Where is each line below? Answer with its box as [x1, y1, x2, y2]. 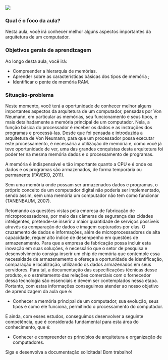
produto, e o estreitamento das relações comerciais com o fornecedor [5, 272, 151, 278]
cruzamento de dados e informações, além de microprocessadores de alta [5, 229, 160, 235]
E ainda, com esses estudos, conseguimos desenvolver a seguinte [5, 313, 144, 319]
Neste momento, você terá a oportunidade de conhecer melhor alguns [5, 103, 152, 109]
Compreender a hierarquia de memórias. [12, 68, 97, 74]
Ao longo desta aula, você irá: [5, 58, 67, 64]
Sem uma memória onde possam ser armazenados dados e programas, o [5, 181, 158, 187]
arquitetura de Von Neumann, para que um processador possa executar [5, 135, 155, 141]
